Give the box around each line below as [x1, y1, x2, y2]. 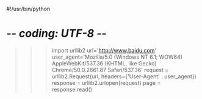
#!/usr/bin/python [6, 5, 51, 12]
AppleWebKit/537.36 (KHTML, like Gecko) [51, 59, 157, 67]
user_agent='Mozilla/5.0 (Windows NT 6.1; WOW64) [51, 53, 183, 61]
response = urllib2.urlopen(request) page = [51, 79, 161, 86]
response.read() [51, 86, 93, 93]
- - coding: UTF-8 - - [6, 27, 107, 40]
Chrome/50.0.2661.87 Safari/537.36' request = [51, 66, 169, 73]
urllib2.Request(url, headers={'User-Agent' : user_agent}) [51, 73, 197, 80]
